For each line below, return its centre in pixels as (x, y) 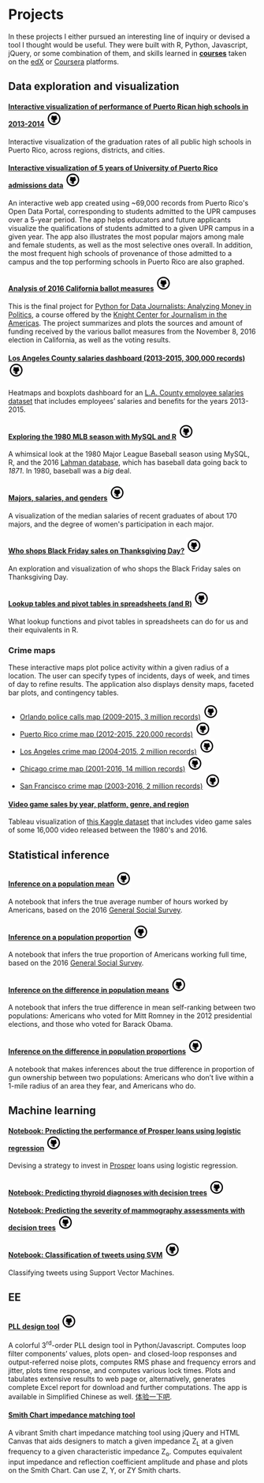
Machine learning (52, 1111)
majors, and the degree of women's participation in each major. (111, 524)
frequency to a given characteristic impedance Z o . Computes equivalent (125, 1452)
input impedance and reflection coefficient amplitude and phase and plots (128, 1462)
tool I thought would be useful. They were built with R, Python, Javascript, (128, 44)
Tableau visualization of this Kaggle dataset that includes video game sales (130, 822)
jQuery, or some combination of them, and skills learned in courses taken (127, 53)
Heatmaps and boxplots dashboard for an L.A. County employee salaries (126, 393)
